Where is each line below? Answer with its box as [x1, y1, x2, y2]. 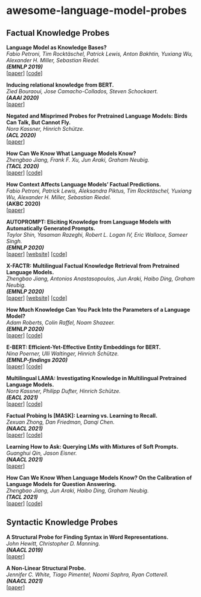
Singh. [6, 237, 22, 245]
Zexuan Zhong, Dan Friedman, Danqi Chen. [6, 418, 115, 426]
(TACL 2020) [6, 163, 39, 170]
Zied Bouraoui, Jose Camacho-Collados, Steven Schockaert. [6, 88, 159, 94]
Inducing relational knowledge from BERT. [6, 81, 114, 88]
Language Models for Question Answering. [6, 481, 116, 487]
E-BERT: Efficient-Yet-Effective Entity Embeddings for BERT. [6, 343, 161, 351]
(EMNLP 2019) [6, 63, 43, 70]
